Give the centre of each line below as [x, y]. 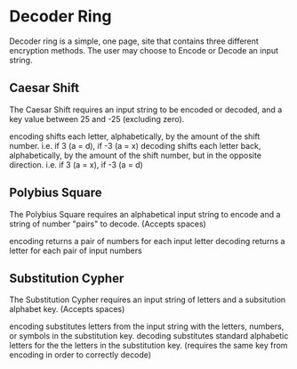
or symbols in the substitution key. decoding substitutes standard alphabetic [149, 336]
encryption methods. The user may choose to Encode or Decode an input [144, 50]
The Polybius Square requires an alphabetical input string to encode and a [145, 214]
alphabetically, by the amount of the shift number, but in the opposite [136, 155]
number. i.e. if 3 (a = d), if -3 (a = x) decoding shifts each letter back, [135, 145]
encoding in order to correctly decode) [80, 355]
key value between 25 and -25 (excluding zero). [97, 119]
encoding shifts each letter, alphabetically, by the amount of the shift [135, 136]
